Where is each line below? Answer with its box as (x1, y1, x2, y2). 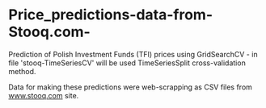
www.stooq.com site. (8, 90, 79, 100)
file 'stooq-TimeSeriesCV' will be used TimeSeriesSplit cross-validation (8, 58, 247, 68)
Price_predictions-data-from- (8, 6, 213, 24)
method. (8, 66, 36, 76)
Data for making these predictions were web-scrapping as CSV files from (8, 82, 253, 92)
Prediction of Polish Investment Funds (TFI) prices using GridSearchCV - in (8, 49, 258, 59)
